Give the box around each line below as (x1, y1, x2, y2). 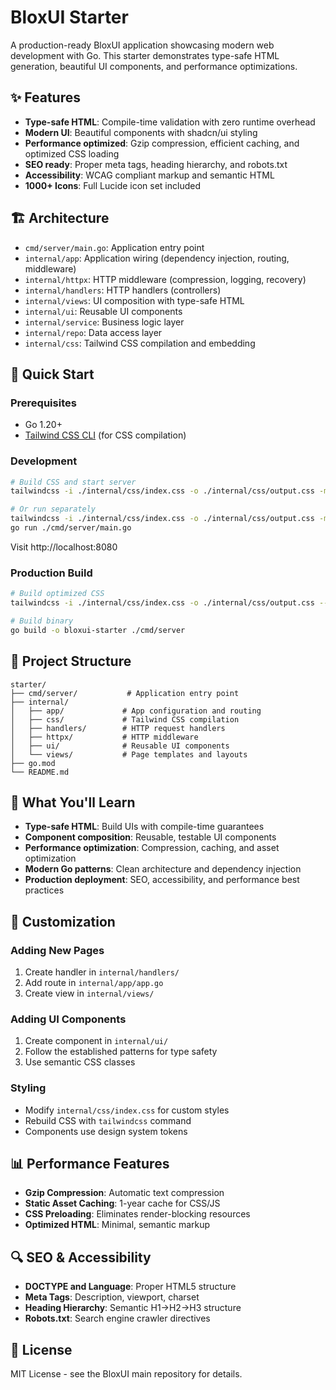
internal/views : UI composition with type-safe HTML (24, 294, 245, 306)
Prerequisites (10, 396, 77, 410)
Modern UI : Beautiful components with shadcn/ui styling (24, 126, 258, 138)
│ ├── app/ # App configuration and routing (10, 706, 262, 716)
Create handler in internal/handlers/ (24, 966, 180, 978)
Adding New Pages (10, 943, 105, 957)
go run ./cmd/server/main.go (10, 523, 132, 533)
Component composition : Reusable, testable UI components (24, 831, 277, 843)
